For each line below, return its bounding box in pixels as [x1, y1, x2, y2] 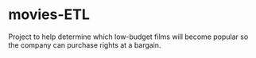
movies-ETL [8, 6, 90, 24]
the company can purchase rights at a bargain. [8, 40, 161, 49]
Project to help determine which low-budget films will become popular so [8, 32, 249, 41]
